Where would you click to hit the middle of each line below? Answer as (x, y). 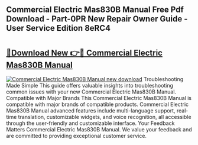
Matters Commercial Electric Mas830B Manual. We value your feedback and (99, 129)
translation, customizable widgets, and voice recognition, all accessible (105, 117)
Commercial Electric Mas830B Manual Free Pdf (95, 10)
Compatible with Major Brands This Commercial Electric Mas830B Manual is (99, 98)
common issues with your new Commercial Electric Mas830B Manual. (91, 92)
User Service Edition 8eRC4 (59, 28)
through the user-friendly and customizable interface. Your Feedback (90, 123)
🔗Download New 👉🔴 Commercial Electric (84, 53)
